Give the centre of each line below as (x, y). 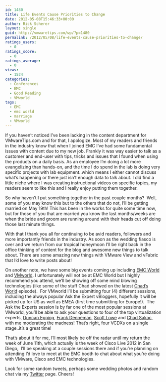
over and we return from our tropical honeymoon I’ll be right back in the (78, 244)
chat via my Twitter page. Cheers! (40, 374)
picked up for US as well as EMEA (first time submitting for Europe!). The (80, 301)
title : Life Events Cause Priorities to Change (55, 14)
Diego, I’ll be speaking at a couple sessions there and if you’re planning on (82, 348)
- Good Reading (25, 93)
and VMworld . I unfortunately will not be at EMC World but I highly (73, 275)
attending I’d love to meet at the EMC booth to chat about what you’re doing (83, 354)
